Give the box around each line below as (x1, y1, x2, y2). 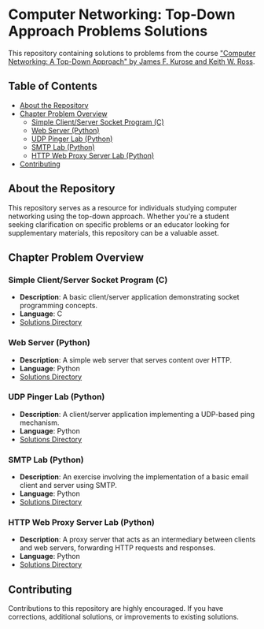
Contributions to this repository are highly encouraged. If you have (8, 604, 224, 613)
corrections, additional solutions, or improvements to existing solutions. (8, 612, 240, 622)
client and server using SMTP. (19, 481, 118, 490)
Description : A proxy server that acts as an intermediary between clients (19, 534, 256, 545)
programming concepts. (19, 301, 98, 311)
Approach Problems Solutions (8, 22, 208, 40)
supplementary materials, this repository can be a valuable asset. (8, 228, 220, 237)
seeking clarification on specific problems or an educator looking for (8, 219, 230, 229)
